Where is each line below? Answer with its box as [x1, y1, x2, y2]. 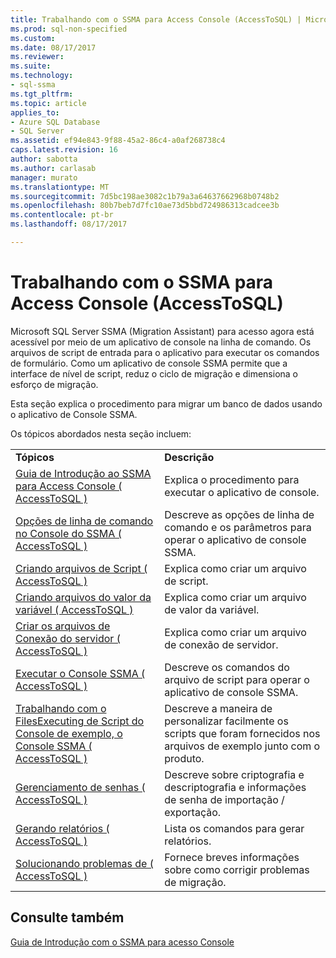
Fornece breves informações [164, 850, 300, 864]
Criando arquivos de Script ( [15, 561, 148, 575]
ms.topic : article [10, 98, 87, 108]
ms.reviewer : [10, 52, 65, 62]
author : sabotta [10, 154, 78, 164]
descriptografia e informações [164, 780, 307, 794]
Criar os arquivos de [15, 619, 111, 633]
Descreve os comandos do [164, 660, 290, 674]
